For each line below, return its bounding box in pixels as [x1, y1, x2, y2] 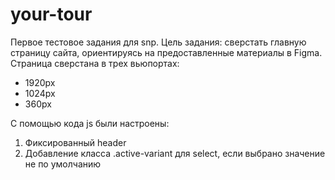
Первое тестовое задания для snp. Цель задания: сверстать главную [10, 36, 307, 48]
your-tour [10, 3, 93, 26]
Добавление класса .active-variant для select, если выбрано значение [24, 147, 326, 159]
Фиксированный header [24, 136, 127, 148]
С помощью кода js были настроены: [10, 117, 170, 129]
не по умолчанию [24, 158, 102, 170]
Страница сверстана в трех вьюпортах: [10, 57, 180, 69]
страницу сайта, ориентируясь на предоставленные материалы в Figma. [10, 46, 323, 58]
